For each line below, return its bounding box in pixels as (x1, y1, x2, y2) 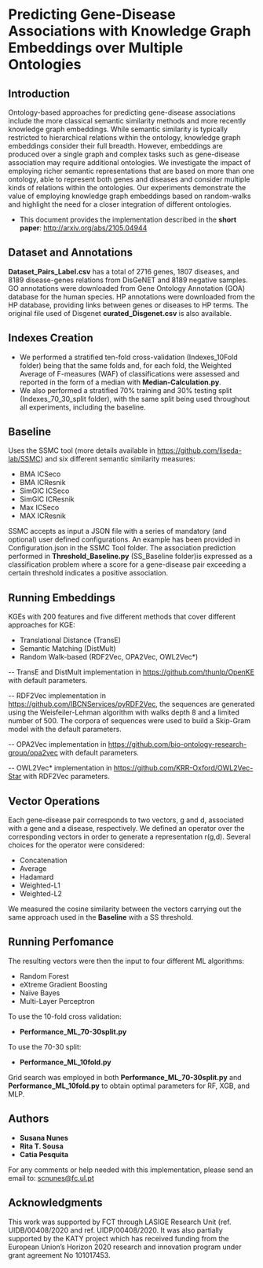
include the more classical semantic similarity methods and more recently (8, 116, 247, 125)
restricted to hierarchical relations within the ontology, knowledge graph (8, 133, 241, 142)
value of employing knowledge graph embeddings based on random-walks (8, 191, 251, 200)
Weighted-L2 (19, 889, 63, 899)
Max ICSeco (19, 503, 60, 513)
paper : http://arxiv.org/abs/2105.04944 (19, 223, 148, 233)
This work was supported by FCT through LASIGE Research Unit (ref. (8, 1217, 232, 1226)
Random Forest (19, 971, 69, 980)
